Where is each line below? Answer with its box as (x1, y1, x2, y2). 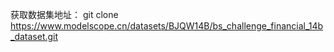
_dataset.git (10, 31, 59, 42)
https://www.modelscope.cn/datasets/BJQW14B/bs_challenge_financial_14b (10, 20, 324, 32)
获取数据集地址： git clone (10, 9, 119, 20)
